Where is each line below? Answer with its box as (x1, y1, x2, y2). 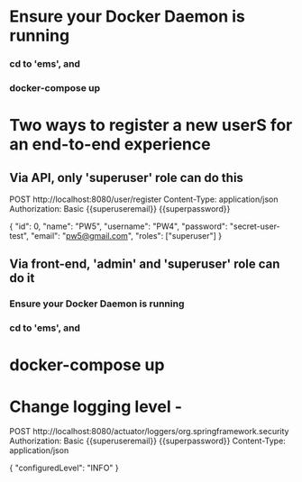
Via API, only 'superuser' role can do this (9, 169, 243, 186)
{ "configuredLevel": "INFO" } (9, 462, 119, 474)
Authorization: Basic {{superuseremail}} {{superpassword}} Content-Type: (9, 435, 286, 447)
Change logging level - (9, 396, 183, 416)
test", (9, 231, 29, 241)
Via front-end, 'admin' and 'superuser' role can (9, 257, 280, 272)
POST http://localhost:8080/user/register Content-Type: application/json (9, 194, 279, 205)
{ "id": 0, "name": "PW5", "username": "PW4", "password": (9, 221, 228, 232)
